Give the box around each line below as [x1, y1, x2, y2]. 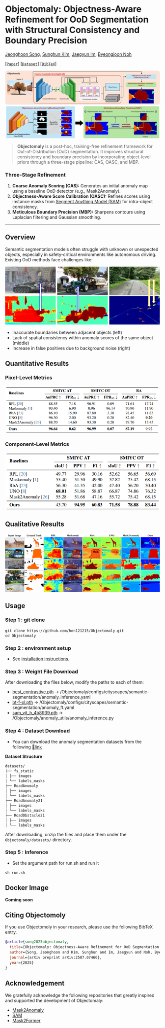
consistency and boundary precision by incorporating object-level [17, 154, 151, 160]
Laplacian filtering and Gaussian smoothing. [12, 214, 102, 220]
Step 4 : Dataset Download [5, 727, 70, 734]
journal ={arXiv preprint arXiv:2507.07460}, [9, 955, 102, 960]
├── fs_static [5, 768, 34, 774]
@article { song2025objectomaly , [5, 939, 69, 945]
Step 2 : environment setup [5, 644, 71, 651]
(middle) [12, 340, 29, 346]
